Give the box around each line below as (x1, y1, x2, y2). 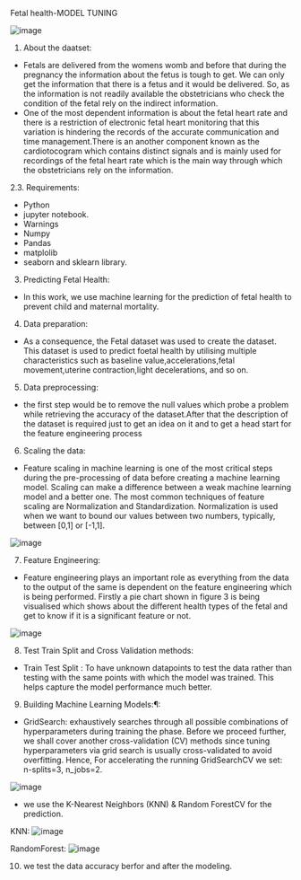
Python (22, 199, 50, 210)
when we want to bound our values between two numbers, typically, (22, 511, 276, 521)
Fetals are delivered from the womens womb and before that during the (22, 60, 288, 70)
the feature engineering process (22, 428, 142, 438)
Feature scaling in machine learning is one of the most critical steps (22, 462, 273, 473)
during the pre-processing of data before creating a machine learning (22, 472, 280, 483)
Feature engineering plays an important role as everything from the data (22, 572, 289, 583)
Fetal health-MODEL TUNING (10, 8, 118, 18)
